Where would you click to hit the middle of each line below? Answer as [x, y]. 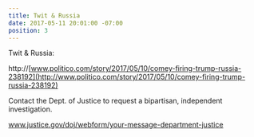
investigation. [30, 109]
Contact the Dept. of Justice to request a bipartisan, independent [115, 101]
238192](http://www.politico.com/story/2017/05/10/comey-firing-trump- [127, 77]
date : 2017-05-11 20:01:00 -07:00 [66, 23]
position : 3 [28, 30]
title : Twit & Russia [44, 16]
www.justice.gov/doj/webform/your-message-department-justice [116, 125]
